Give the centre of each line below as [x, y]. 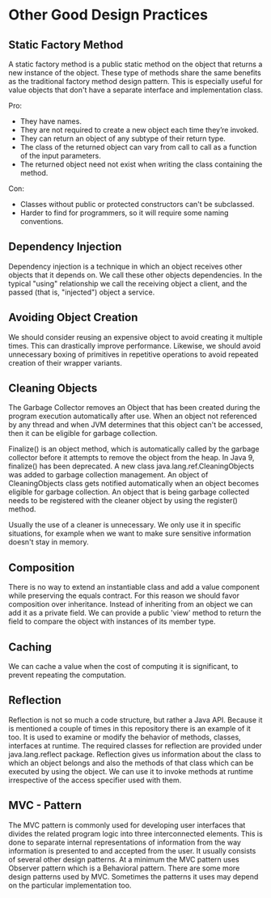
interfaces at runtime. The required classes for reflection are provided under [135, 745]
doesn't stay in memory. [49, 542]
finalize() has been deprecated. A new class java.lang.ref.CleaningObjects [131, 466]
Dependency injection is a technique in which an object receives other [125, 266]
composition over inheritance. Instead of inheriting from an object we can [131, 604]
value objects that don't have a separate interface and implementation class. [136, 90]
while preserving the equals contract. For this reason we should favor [124, 595]
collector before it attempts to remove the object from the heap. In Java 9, [131, 458]
